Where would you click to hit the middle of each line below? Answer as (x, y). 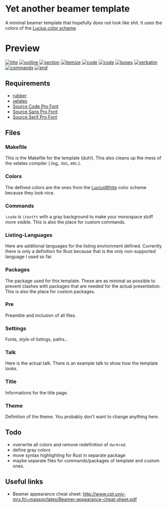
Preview (23, 49)
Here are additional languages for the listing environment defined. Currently (83, 246)
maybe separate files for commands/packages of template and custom (86, 460)
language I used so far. (29, 257)
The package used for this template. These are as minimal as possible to (80, 281)
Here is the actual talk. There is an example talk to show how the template (82, 363)
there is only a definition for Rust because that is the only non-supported (80, 251)
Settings (16, 328)
